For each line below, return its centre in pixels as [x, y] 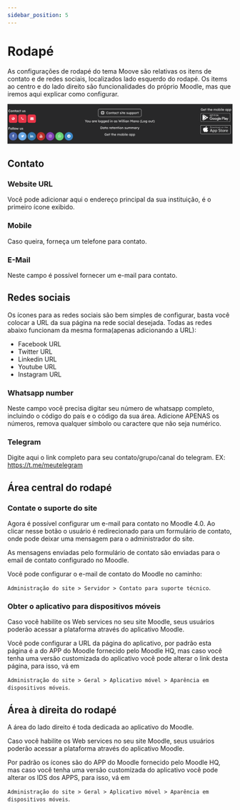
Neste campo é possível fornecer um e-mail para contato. [92, 275]
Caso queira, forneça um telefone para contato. [77, 241]
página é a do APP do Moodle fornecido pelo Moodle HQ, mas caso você [115, 651]
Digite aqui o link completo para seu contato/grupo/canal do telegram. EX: [116, 458]
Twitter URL [35, 351]
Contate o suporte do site [52, 508]
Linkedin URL [37, 359]
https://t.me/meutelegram [45, 465]
